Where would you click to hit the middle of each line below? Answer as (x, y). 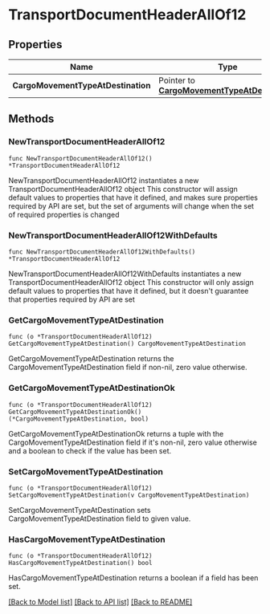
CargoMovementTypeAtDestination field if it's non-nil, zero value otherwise (133, 442)
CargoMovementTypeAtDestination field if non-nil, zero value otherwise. (128, 368)
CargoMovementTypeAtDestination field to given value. (100, 518)
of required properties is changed (64, 214)
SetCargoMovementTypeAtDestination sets (80, 510)
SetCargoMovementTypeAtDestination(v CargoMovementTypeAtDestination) (129, 495)
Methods (31, 119)
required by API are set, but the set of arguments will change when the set (131, 205)
